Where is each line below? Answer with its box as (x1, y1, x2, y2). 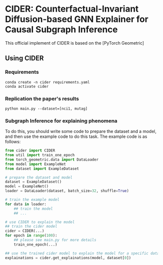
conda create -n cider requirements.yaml (5, 80, 90, 84)
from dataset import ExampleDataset (5, 166, 79, 171)
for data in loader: (5, 201, 47, 207)
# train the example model (5, 198, 60, 202)
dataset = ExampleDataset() (5, 180, 62, 184)
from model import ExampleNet (5, 162, 66, 166)
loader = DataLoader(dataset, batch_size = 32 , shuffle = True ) (5, 188, 130, 194)
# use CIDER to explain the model (5, 219, 75, 224)
